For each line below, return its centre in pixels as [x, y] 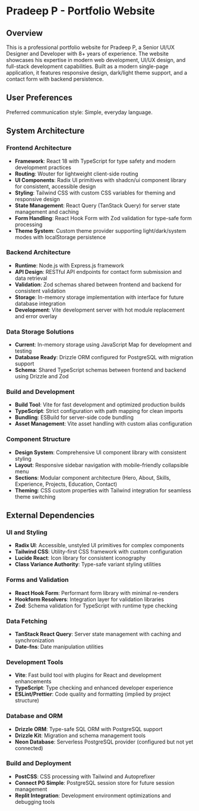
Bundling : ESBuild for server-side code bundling [74, 417]
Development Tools [35, 662]
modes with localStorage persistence [60, 237]
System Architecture [45, 131]
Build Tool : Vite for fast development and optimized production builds [100, 405]
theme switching [35, 497]
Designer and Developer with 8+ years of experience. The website [88, 54]
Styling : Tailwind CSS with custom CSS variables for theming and [95, 193]
